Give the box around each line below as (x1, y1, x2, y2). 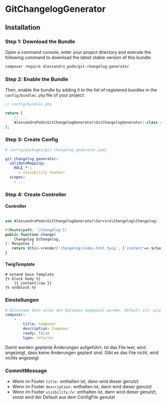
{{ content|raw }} (14, 281, 52, 286)
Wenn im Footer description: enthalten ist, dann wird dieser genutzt (12, 384, 152, 390)
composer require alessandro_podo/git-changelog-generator (5, 64, 129, 69)
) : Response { (5, 241, 35, 246)
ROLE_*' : (14, 166, 32, 171)
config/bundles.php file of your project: (5, 92, 85, 98)
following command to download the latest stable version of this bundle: (5, 54, 152, 60)
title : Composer (23, 321, 56, 327)
